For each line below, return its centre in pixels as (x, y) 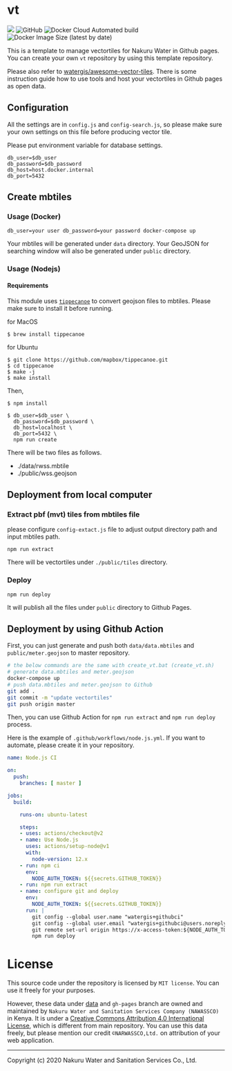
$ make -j (21, 372)
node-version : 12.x (60, 859)
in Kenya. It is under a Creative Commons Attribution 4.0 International (106, 1019)
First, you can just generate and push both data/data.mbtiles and (101, 646)
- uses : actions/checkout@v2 (61, 833)
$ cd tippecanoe (30, 366)
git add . (21, 691)
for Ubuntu (22, 347)
